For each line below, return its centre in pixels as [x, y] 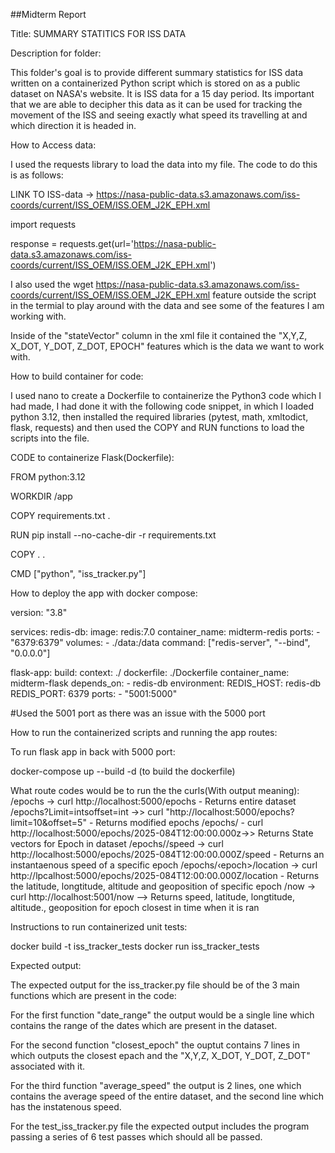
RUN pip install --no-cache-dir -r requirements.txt [113, 535]
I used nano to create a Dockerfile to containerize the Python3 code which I [166, 395]
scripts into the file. [50, 438]
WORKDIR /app [41, 496]
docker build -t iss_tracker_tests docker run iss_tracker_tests [135, 946]
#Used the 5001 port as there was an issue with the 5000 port [138, 713]
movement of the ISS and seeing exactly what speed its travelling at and [159, 115]
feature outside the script [264, 295]
